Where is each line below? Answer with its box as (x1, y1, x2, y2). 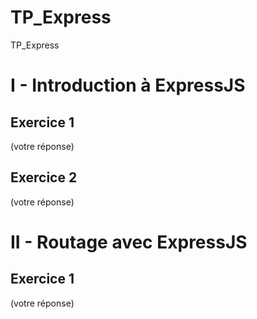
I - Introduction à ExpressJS (10, 74, 246, 97)
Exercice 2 (10, 169, 78, 186)
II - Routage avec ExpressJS (10, 231, 248, 253)
